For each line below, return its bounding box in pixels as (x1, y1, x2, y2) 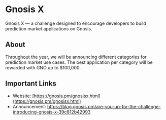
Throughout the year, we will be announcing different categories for (5, 54, 147, 60)
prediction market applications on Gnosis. (5, 25, 92, 31)
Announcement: (12, 103, 47, 109)
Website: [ (12, 93, 35, 99)
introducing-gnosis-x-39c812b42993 (12, 109, 91, 115)
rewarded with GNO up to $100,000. (5, 64, 81, 70)
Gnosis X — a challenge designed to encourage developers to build (5, 20, 146, 26)
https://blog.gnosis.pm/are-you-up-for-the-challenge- (47, 103, 161, 109)
